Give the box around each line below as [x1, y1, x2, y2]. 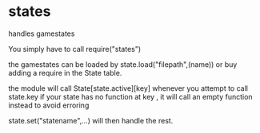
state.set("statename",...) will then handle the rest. [8, 115, 174, 125]
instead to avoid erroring [8, 100, 90, 110]
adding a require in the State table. [8, 68, 122, 77]
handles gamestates [8, 29, 75, 38]
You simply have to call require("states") [8, 44, 142, 53]
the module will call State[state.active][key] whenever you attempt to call [8, 83, 248, 93]
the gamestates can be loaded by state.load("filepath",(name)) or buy [8, 59, 238, 69]
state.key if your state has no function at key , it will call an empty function [8, 92, 254, 101]
